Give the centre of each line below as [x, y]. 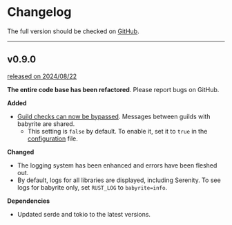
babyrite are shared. [46, 124]
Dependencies [29, 201]
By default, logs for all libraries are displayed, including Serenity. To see [119, 180]
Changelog [39, 12]
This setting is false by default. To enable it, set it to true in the [117, 131]
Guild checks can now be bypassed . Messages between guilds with [114, 116]
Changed [21, 152]
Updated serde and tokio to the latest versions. [84, 214]
